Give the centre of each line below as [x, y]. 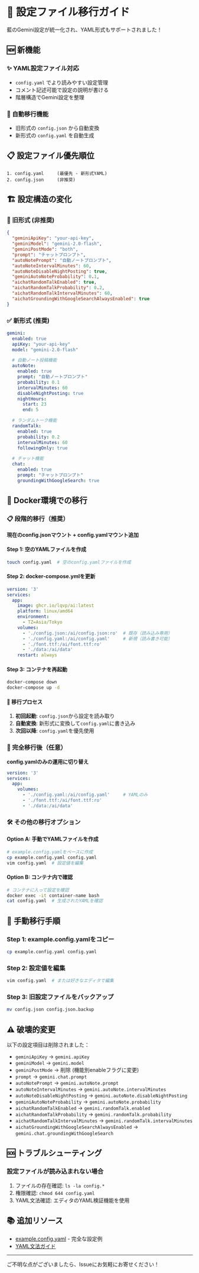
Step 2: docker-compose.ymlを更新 [51, 576]
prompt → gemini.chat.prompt [51, 1077]
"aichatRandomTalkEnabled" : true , [54, 282]
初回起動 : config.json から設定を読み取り [65, 716]
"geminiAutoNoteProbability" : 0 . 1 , [56, 277]
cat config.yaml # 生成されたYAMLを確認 [55, 901]
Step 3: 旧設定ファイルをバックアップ [60, 997]
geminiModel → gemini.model [50, 1063]
